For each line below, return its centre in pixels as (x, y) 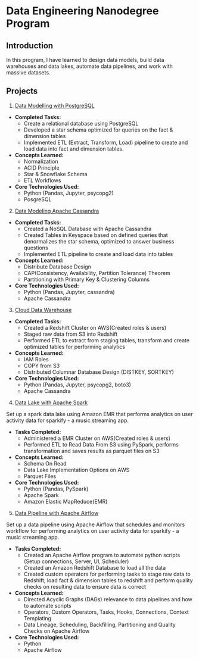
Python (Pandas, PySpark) (56, 489)
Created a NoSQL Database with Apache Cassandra (88, 229)
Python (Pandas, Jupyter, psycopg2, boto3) (77, 385)
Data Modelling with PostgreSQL (55, 105)
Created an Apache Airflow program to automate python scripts (102, 555)
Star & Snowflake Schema (55, 174)
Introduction (30, 46)
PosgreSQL (38, 199)
